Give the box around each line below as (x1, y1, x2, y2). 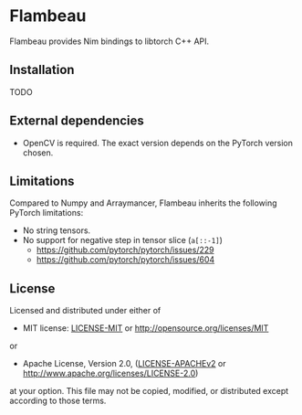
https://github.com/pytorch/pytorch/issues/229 (36, 244, 214, 256)
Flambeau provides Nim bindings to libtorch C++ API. (9, 36, 210, 47)
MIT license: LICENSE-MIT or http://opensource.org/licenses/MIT (22, 323, 269, 334)
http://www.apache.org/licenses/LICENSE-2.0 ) (22, 367, 199, 379)
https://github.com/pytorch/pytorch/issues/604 (36, 254, 215, 265)
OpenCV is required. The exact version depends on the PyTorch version (22, 137, 294, 148)
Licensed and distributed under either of (9, 305, 161, 316)
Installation (9, 62, 75, 78)
